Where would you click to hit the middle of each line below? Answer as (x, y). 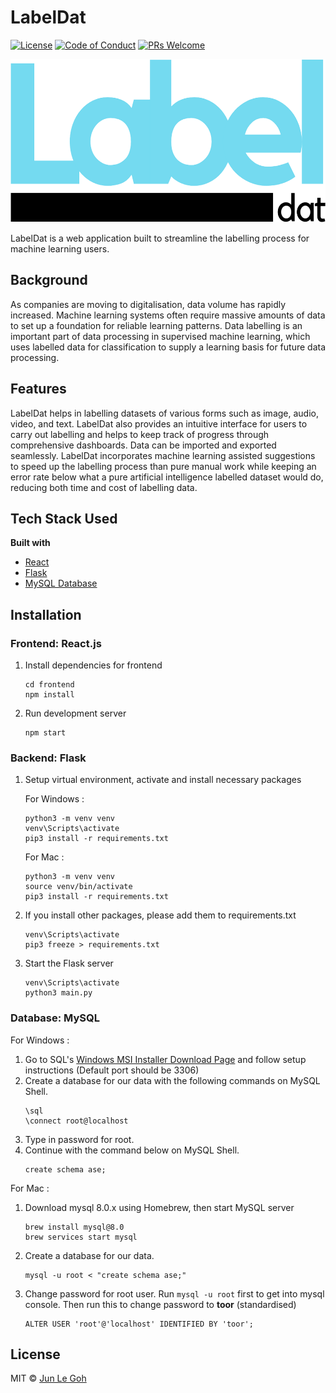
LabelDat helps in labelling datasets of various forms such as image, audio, (164, 413)
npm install (49, 695)
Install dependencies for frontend (93, 665)
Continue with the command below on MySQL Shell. (132, 1150)
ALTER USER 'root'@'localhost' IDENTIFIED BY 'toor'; (139, 1324)
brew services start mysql (81, 1237)
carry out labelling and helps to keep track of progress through (140, 434)
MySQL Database (61, 583)
